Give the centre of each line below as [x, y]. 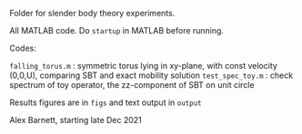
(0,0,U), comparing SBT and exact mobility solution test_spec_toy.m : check [151, 75]
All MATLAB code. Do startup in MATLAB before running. [117, 30]
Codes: [23, 48]
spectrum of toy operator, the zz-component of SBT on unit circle [132, 85]
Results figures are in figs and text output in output [106, 102]
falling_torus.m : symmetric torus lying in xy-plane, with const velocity [143, 66]
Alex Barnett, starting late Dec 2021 [76, 120]
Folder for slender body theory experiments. [92, 13]
